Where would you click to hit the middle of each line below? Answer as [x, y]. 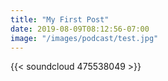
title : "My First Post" [60, 19]
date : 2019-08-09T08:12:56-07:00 [80, 29]
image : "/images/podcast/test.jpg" [84, 38]
